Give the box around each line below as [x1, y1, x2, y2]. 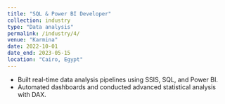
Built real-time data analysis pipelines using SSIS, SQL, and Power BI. [17, 75, 218, 84]
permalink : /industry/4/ [7, 30, 80, 37]
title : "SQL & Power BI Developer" [7, 10, 112, 18]
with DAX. [17, 90, 47, 98]
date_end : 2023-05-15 [7, 50, 71, 57]
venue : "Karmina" [7, 37, 58, 44]
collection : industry [7, 17, 71, 24]
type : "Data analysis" [7, 23, 74, 30]
